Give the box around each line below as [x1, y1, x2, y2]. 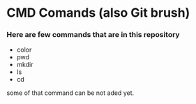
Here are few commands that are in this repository [6, 30, 180, 40]
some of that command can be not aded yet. [6, 89, 134, 97]
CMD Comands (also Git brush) [6, 5, 190, 21]
